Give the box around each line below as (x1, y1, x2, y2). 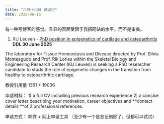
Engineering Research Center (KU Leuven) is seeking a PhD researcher (5, 61, 151, 67)
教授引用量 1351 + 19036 (5, 82, 55, 88)
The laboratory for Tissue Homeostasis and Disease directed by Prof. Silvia (5, 50, 159, 57)
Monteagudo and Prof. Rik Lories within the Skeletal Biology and (5, 56, 137, 62)
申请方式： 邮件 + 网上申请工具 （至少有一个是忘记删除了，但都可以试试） (5, 113, 157, 119)
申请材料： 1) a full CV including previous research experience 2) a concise (5, 92, 159, 98)
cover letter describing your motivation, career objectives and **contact (5, 98, 153, 104)
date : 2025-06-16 (5, 12, 41, 17)
